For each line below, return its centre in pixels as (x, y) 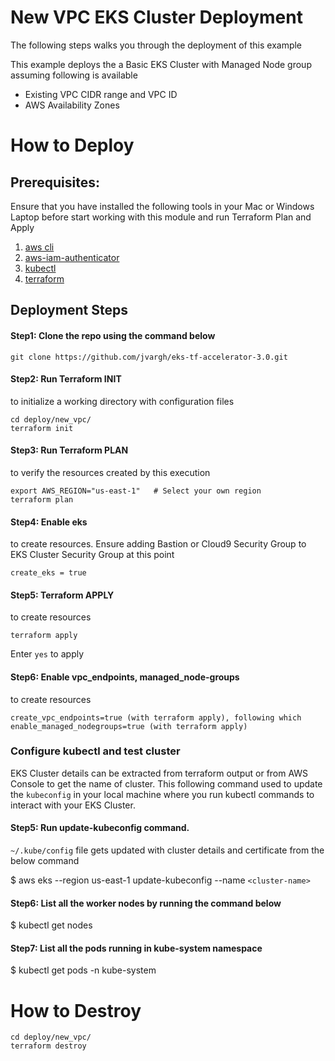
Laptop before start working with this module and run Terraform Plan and (161, 217)
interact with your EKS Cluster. (73, 805)
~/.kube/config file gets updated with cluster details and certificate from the (167, 850)
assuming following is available (74, 75)
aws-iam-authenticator (72, 257)
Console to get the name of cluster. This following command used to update (166, 783)
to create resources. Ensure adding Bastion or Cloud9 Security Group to (158, 544)
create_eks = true (48, 573)
